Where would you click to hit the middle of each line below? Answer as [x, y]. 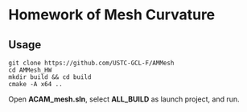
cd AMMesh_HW [30, 70]
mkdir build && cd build [50, 77]
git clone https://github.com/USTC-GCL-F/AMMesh [91, 63]
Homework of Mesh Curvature [112, 15]
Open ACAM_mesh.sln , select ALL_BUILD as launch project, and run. [124, 99]
